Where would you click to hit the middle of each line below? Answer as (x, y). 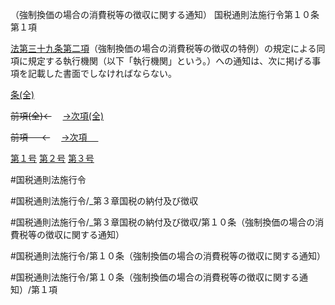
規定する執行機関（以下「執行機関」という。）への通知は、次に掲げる (170, 61)
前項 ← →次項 (49, 137)
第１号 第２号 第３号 (52, 158)
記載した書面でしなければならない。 (102, 73)
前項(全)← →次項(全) (57, 116)
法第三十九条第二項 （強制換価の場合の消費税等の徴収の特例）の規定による (163, 48)
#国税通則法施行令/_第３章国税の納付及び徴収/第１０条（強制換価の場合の (163, 222)
